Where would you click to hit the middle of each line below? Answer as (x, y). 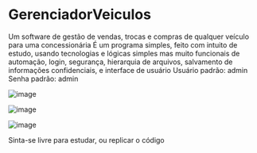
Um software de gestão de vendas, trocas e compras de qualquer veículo (128, 36)
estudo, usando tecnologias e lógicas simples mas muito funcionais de (124, 53)
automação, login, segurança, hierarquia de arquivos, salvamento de (121, 62)
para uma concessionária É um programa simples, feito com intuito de (123, 44)
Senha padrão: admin (43, 78)
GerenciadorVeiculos (80, 15)
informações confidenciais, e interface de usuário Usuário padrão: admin (128, 70)
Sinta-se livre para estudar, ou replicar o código (86, 140)
